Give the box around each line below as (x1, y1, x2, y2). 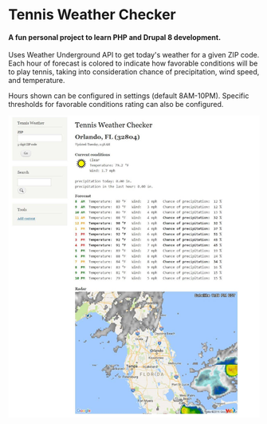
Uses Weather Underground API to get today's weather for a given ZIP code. (8, 50, 260, 60)
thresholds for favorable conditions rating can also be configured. (8, 100, 224, 109)
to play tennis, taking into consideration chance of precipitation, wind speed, (8, 67, 260, 77)
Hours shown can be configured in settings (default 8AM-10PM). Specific (8, 91, 249, 101)
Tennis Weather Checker (8, 6, 177, 24)
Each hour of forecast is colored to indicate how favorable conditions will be (8, 58, 258, 69)
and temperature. (8, 76, 65, 85)
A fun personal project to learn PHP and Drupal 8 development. (8, 32, 222, 42)
